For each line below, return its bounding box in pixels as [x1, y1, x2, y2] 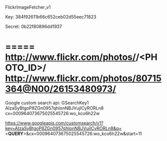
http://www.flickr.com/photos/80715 [5, 73, 162, 84]
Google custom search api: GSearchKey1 [5, 100, 89, 106]
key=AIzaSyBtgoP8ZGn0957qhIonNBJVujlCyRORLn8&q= [5, 125, 122, 131]
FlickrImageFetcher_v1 [5, 4, 51, 10]
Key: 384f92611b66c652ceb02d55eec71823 [5, 14, 96, 19]
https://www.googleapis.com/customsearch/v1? [5, 120, 104, 126]
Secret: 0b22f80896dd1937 [5, 23, 62, 29]
